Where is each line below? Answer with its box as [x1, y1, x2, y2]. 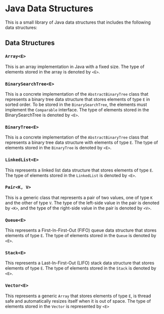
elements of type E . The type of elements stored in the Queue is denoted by [5, 233, 157, 239]
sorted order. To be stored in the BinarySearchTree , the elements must [5, 102, 147, 107]
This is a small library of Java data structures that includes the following [5, 19, 151, 25]
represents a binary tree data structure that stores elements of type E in [5, 96, 150, 102]
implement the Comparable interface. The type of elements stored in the [5, 106, 149, 112]
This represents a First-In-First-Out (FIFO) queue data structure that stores [5, 227, 157, 233]
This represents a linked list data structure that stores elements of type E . [5, 167, 154, 173]
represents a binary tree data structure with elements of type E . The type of [5, 140, 159, 145]
